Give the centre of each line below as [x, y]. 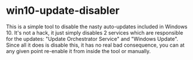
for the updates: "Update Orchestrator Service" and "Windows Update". [92, 39]
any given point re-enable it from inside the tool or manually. [78, 51]
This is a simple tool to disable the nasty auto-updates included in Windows [97, 27]
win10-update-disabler [63, 11]
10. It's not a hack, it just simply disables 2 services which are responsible [95, 32]
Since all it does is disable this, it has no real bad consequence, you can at [95, 45]
